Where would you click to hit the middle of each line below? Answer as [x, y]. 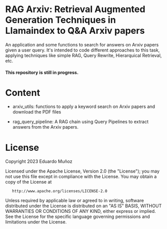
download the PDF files [37, 112]
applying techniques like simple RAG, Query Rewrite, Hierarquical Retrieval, [83, 55]
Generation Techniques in [61, 20]
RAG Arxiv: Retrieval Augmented [75, 9]
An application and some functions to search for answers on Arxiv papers [82, 44]
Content [23, 93]
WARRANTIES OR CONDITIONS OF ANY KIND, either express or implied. [80, 211]
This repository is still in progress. [42, 72]
